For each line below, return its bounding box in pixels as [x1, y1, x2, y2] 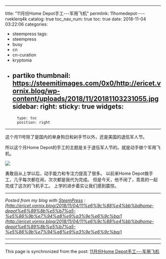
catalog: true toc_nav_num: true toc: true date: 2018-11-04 [28, 16, 146, 22]
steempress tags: [12, 31, 48, 37]
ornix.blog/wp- [12, 87, 60, 96]
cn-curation [12, 52, 37, 57]
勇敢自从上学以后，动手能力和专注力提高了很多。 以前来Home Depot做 [5, 170, 149, 176]
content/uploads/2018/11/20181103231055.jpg [12, 95, 159, 103]
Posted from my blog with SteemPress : [5, 197, 85, 203]
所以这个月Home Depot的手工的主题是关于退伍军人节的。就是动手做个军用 [5, 144, 157, 150]
